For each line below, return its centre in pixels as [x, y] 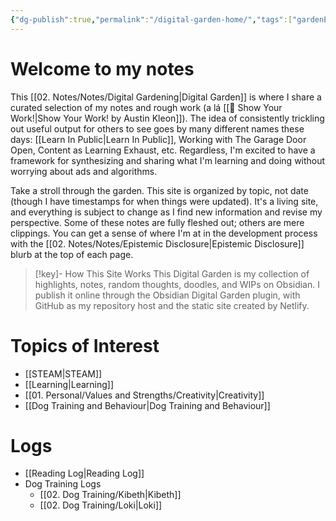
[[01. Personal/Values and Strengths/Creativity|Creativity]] [144, 395]
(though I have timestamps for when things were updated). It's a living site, [164, 201]
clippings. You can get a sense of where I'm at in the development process [164, 233]
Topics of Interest [85, 345]
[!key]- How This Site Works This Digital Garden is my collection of [172, 273]
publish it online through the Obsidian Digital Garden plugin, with [167, 295]
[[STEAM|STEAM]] [63, 373]
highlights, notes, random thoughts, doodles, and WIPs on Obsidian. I [177, 284]
